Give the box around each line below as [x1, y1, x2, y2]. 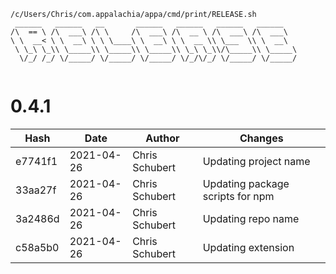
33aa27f [15, 183, 57, 197]
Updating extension [202, 240, 295, 254]
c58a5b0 [15, 240, 60, 254]
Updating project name [202, 154, 311, 168]
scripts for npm [202, 189, 275, 203]
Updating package [202, 176, 290, 190]
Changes [239, 131, 284, 145]
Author [145, 131, 180, 145]
